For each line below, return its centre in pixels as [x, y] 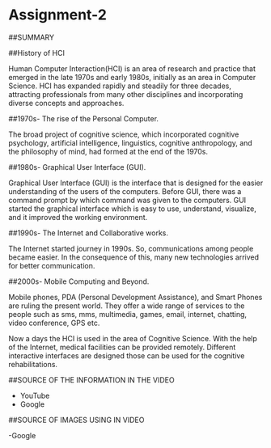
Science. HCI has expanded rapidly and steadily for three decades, [120, 86]
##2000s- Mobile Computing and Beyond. [79, 281]
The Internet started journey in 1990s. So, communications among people [131, 248]
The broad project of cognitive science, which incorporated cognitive [124, 134]
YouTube [35, 395]
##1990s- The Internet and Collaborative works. [88, 233]
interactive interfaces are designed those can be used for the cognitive [127, 355]
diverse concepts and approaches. [66, 103]
